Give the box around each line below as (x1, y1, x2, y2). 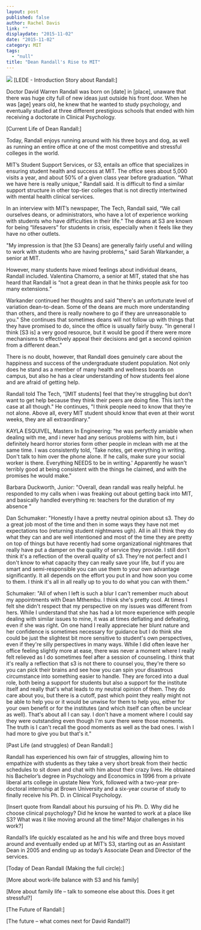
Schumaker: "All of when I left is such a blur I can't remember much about (6, 589, 189, 597)
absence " (6, 502, 32, 510)
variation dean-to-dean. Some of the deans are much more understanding (6, 303, 190, 310)
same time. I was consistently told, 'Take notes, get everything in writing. (6, 446, 187, 454)
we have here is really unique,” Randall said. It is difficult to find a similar (6, 180, 185, 187)
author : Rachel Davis (6, 20, 61, 26)
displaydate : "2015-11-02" (6, 31, 74, 37)
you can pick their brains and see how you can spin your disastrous (6, 666, 173, 673)
